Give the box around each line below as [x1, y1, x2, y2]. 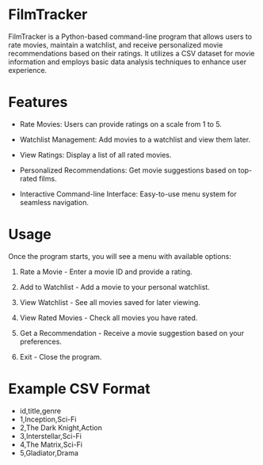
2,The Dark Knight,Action [19, 422, 103, 433]
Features [8, 93, 68, 112]
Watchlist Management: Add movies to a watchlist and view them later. [19, 135, 251, 144]
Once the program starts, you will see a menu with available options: [8, 251, 231, 261]
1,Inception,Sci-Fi [19, 414, 77, 424]
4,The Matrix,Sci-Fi [19, 440, 83, 449]
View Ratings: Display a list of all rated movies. [19, 150, 172, 159]
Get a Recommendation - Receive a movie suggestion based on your [19, 328, 244, 337]
